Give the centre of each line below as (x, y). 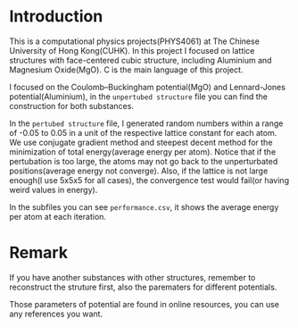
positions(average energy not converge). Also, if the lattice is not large (139, 171)
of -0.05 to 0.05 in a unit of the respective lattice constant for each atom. (143, 132)
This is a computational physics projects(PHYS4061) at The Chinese (135, 41)
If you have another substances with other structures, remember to (132, 277)
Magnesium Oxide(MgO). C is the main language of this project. (126, 70)
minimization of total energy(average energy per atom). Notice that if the (143, 151)
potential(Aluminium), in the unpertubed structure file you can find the (138, 97)
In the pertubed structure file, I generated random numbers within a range (146, 123)
